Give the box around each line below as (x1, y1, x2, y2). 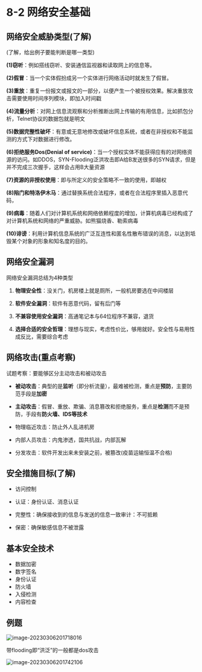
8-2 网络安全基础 (6, 5, 90, 19)
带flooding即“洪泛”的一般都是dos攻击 (6, 647, 99, 654)
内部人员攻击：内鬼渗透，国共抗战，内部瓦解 (14, 436, 127, 443)
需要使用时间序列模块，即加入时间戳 (11, 95, 101, 102)
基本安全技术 (6, 543, 54, 554)
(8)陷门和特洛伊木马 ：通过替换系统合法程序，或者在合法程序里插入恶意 (6, 189, 183, 196)
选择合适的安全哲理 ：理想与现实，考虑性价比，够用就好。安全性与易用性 (14, 325, 195, 332)
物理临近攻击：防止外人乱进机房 (14, 423, 95, 430)
